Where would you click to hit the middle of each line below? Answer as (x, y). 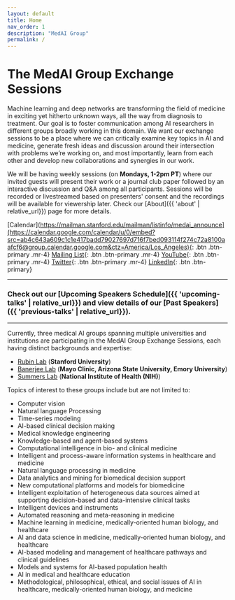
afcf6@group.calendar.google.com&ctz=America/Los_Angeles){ (100, 247)
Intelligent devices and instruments (68, 508)
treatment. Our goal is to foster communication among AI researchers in (111, 124)
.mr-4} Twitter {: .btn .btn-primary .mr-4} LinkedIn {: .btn (111, 262)
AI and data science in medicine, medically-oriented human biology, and (121, 537)
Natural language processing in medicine (77, 471)
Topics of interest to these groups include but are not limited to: (99, 390)
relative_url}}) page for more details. (59, 211)
